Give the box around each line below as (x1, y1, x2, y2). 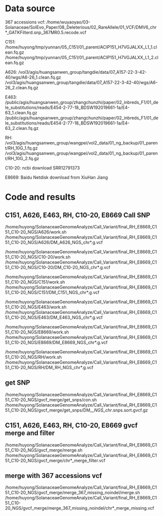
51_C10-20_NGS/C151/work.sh (5, 279, 65, 285)
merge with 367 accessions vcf (5, 472, 102, 480)
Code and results (5, 191, 76, 203)
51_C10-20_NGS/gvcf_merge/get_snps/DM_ (5, 407, 92, 413)
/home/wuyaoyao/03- (46, 19, 91, 25)
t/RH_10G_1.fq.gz (5, 145, 38, 151)
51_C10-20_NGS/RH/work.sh (5, 354, 62, 360)
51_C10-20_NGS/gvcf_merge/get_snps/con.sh (5, 396, 97, 403)
